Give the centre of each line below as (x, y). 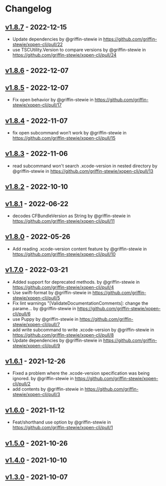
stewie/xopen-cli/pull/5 (36, 298)
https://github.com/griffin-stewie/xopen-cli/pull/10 (64, 254)
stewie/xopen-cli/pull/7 (36, 324)
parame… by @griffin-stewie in (44, 308)
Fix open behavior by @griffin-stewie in (53, 100)
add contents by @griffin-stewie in (48, 389)
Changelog (28, 9)
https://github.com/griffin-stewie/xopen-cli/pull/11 (63, 221)
